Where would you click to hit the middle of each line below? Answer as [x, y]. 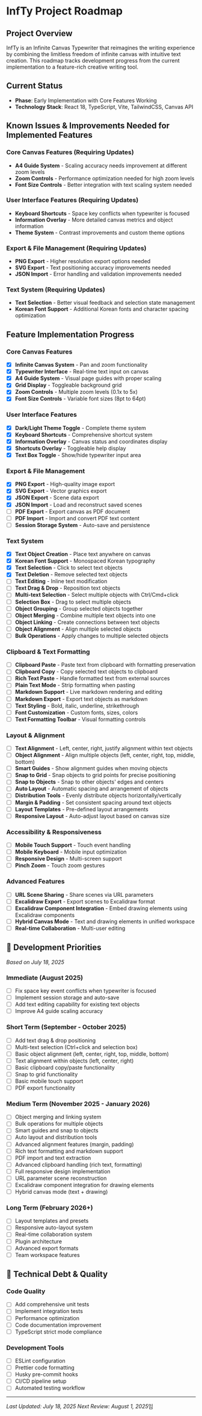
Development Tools [35, 1347]
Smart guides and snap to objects [57, 1131]
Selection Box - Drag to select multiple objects [73, 602]
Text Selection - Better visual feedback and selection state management [105, 303]
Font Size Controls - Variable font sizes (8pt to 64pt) [80, 399]
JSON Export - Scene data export [57, 497]
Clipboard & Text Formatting [48, 652]
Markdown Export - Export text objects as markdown [81, 699]
